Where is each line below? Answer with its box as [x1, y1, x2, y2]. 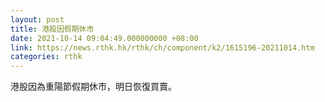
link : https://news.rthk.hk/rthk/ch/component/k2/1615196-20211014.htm [10, 42, 315, 53]
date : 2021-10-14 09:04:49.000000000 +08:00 [10, 33, 199, 43]
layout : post [10, 14, 65, 25]
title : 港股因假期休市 [10, 24, 95, 34]
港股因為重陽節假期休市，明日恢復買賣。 [10, 81, 177, 93]
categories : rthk [10, 52, 83, 62]
